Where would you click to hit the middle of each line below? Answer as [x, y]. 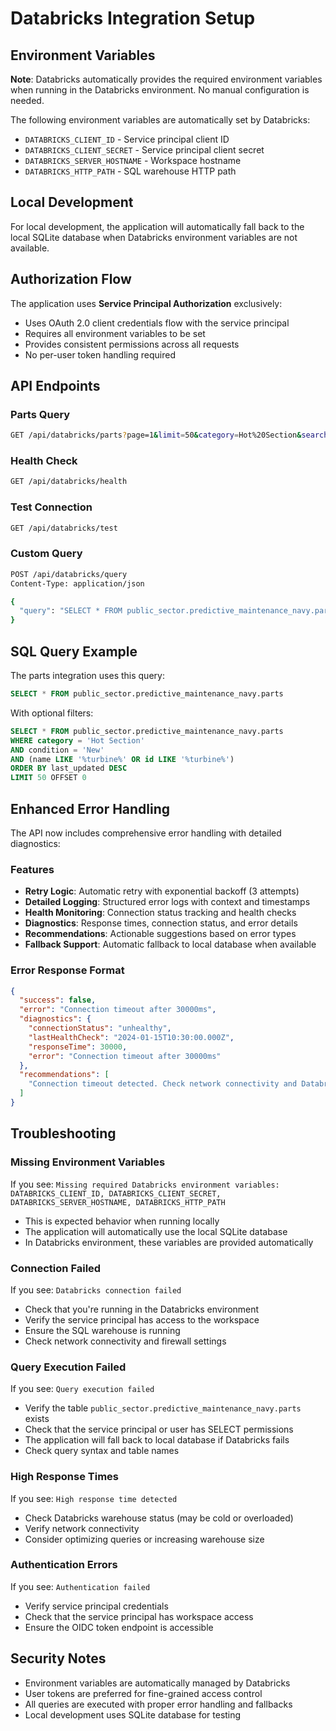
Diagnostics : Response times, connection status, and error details [161, 923]
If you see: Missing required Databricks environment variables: [145, 1184]
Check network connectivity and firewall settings [125, 1341]
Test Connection [51, 507]
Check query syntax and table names [102, 1451]
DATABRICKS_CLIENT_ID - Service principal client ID [127, 139]
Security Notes [58, 1658]
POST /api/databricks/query [69, 574]
